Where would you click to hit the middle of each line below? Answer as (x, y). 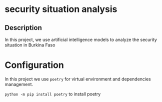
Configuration (34, 65)
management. (19, 84)
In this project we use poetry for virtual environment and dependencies (78, 79)
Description (23, 28)
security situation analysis (61, 9)
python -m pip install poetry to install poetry (53, 94)
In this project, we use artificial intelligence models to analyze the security (81, 39)
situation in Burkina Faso (30, 45)
